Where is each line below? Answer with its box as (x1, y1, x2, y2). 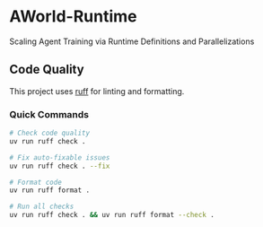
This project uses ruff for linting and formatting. (9, 85, 185, 96)
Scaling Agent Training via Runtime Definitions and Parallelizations (9, 36, 255, 47)
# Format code (9, 178, 63, 187)
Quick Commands (9, 108, 90, 120)
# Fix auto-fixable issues (9, 153, 110, 162)
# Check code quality (9, 128, 91, 138)
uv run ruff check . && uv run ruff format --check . (9, 211, 215, 220)
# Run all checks (9, 202, 75, 212)
